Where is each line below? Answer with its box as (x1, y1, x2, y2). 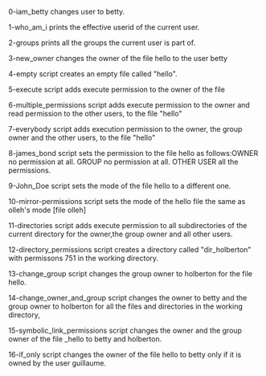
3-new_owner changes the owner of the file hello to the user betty (8, 54, 227, 63)
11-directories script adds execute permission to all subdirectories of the (8, 221, 248, 230)
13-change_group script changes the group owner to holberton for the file (8, 269, 253, 278)
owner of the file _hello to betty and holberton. (8, 334, 162, 344)
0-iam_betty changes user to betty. (8, 7, 125, 16)
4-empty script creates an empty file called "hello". (8, 69, 178, 79)
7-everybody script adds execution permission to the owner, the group (8, 125, 243, 133)
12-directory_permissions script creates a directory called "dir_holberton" (8, 245, 252, 254)
